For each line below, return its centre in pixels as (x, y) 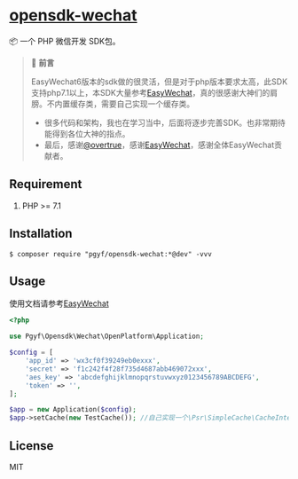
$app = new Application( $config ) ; (73, 410)
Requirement (46, 184)
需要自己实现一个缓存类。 (148, 104)
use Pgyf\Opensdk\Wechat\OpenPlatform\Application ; (106, 337)
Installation (41, 234)
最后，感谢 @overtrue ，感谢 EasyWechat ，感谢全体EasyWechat (159, 145)
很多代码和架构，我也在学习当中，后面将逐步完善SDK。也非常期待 (165, 122)
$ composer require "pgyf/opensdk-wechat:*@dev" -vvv (111, 254)
